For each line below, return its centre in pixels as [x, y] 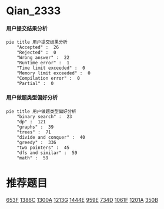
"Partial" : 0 [35, 84]
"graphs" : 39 [35, 127]
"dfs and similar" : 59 [47, 153]
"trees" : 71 [34, 132]
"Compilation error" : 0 [48, 79]
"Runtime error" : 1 [43, 63]
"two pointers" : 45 [43, 148]
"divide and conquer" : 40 [51, 137]
